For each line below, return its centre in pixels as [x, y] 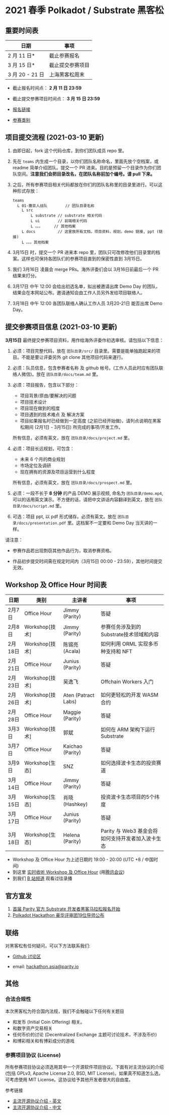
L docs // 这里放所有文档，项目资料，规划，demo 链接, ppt [88, 232]
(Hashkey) [75, 804]
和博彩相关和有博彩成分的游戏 [43, 1040]
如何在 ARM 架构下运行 [128, 730]
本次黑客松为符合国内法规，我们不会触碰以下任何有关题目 [65, 1011]
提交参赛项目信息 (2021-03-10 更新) [61, 327]
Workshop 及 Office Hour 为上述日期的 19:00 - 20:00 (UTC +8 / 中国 [83, 860]
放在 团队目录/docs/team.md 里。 [68, 374]
